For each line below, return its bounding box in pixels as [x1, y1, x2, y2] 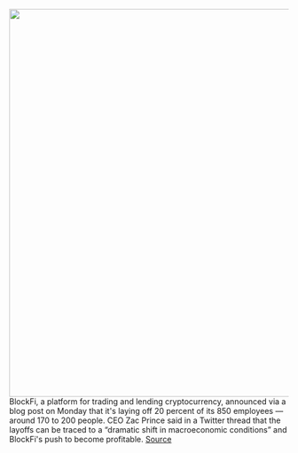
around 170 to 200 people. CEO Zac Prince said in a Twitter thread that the [9, 415, 281, 426]
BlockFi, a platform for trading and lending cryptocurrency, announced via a [9, 396, 286, 407]
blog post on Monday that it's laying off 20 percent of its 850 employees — [9, 406, 284, 416]
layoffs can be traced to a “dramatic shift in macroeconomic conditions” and [9, 425, 287, 434]
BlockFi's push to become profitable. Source [9, 434, 172, 444]
